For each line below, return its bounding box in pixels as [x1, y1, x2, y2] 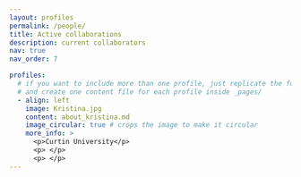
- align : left [17, 96, 70, 105]
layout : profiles [9, 13, 74, 22]
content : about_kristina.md [25, 113, 130, 122]
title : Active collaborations [9, 29, 123, 38]
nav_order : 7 [9, 55, 58, 63]
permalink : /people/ [9, 21, 87, 30]
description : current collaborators [9, 38, 146, 47]
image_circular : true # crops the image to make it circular [25, 121, 258, 130]
